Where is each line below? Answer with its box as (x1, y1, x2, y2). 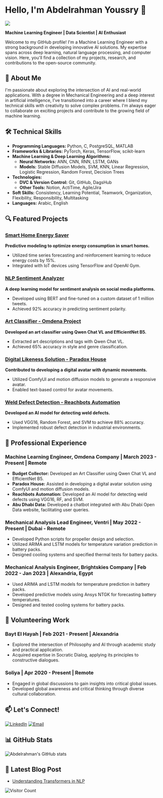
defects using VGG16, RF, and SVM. (12, 497, 84, 502)
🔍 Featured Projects (5, 215, 68, 223)
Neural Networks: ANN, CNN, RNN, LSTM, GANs (19, 159, 119, 164)
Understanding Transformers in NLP (12, 778, 85, 784)
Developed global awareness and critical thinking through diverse (12, 685, 144, 692)
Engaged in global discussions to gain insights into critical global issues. (12, 680, 158, 686)
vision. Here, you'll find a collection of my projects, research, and (5, 55, 136, 60)
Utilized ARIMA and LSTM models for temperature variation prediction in (12, 541, 158, 547)
